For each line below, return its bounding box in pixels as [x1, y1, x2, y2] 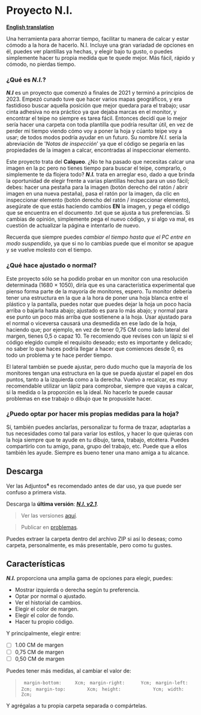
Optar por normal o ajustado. [14, 593, 87, 600]
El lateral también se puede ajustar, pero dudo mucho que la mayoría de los [6, 363, 193, 370]
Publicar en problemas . [20, 523, 79, 531]
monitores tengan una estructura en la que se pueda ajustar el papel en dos [6, 369, 194, 377]
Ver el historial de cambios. [14, 599, 83, 606]
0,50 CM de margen [14, 655, 65, 662]
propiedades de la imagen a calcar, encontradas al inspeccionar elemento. [6, 146, 191, 154]
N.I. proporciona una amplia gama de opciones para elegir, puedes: [6, 575, 173, 582]
